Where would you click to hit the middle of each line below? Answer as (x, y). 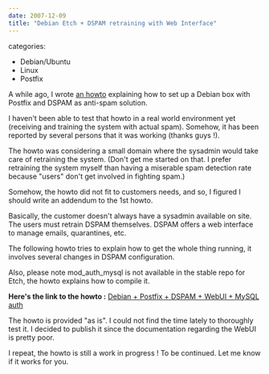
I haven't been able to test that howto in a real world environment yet (122, 118)
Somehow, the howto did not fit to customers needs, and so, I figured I (124, 191)
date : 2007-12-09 (37, 16)
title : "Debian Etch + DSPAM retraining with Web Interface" (113, 23)
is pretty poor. (31, 337)
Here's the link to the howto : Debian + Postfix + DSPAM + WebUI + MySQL (134, 296)
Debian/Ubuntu (45, 62)
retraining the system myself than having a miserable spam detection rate (130, 167)
